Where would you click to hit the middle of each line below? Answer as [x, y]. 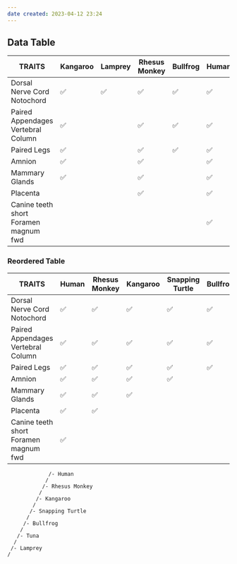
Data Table [31, 43]
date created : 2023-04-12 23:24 [55, 14]
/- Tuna [28, 536]
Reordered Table [36, 261]
